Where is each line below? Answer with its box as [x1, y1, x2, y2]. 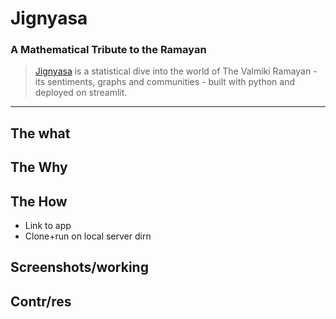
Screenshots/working [10, 259, 149, 276]
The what [10, 125, 71, 142]
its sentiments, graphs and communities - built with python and [34, 76, 296, 88]
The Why [10, 159, 68, 176]
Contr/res [10, 293, 72, 310]
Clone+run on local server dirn [24, 230, 152, 242]
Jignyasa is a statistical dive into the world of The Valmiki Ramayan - [34, 65, 318, 77]
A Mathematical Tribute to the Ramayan [10, 43, 207, 57]
